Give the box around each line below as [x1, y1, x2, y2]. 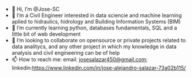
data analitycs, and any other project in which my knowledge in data [11, 43, 177, 50]
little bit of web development [11, 31, 81, 38]
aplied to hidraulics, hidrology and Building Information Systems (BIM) [11, 18, 181, 25]
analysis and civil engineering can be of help [11, 49, 120, 56]
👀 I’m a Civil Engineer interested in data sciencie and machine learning [11, 12, 182, 19]
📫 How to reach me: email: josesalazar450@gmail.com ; [11, 56, 148, 63]
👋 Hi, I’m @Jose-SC [11, 6, 60, 12]
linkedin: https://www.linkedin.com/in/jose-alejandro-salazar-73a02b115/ [11, 65, 186, 71]
